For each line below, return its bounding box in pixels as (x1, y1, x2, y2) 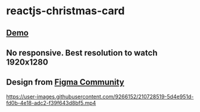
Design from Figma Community (6, 77, 124, 87)
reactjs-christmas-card (6, 4, 125, 18)
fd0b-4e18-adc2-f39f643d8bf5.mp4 (6, 99, 96, 106)
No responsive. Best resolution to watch (6, 47, 158, 57)
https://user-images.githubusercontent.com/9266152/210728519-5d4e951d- (6, 93, 194, 100)
